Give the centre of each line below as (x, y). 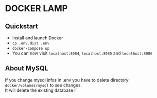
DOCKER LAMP (36, 8)
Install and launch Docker (37, 38)
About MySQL (27, 68)
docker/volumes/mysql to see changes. (44, 85)
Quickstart (22, 26)
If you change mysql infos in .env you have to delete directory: (68, 80)
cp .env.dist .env (31, 43)
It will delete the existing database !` (41, 90)
